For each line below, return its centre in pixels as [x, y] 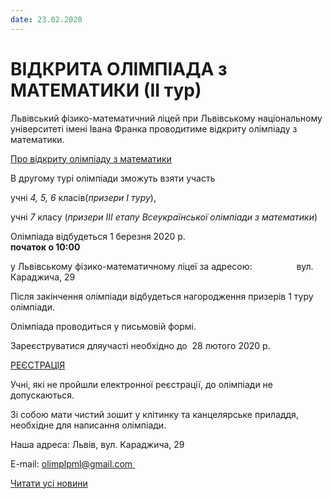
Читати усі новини [49, 483]
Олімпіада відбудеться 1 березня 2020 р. [98, 236]
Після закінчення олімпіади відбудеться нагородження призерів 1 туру [162, 296]
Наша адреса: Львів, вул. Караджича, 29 [97, 444]
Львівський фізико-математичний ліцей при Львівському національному [166, 118]
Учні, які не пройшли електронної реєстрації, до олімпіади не [141, 384]
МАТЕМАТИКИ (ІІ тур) [106, 90]
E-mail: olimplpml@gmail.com [71, 463]
